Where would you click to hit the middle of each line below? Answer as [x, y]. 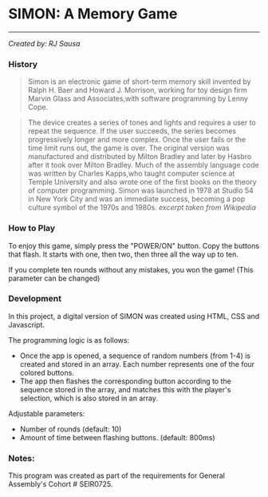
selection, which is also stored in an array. [89, 398]
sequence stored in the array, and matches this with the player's [125, 389]
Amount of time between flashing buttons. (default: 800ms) [117, 437]
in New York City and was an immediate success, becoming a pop [136, 199]
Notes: [22, 458]
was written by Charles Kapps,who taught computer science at [131, 173]
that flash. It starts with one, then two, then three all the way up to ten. [124, 254]
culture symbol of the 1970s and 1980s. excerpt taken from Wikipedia [142, 208]
